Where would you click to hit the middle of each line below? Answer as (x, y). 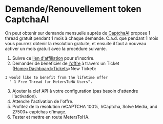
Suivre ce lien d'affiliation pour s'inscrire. (53, 58)
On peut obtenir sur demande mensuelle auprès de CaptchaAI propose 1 (78, 33)
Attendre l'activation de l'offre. (43, 101)
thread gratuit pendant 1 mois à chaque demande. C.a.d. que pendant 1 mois (82, 38)
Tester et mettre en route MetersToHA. (51, 117)
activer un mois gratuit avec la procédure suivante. (56, 49)
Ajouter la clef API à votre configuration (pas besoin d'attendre (75, 91)
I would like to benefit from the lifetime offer (57, 77)
